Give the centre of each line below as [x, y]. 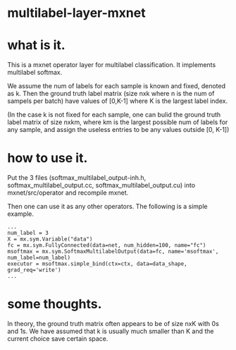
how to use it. [48, 158]
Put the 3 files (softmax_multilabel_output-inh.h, [77, 178]
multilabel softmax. [35, 73]
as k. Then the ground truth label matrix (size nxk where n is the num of [111, 94]
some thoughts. [55, 304]
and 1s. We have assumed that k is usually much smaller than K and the [111, 331]
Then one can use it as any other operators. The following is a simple [107, 207]
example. [20, 214]
